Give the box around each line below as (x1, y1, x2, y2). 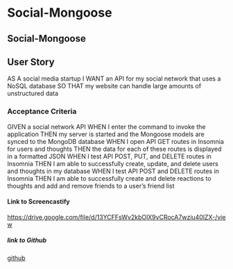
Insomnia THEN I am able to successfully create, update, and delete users (7, 159, 218, 168)
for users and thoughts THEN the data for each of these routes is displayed (7, 145, 222, 153)
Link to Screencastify (7, 197, 71, 206)
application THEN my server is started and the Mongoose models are (7, 130, 205, 138)
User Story (7, 56, 55, 67)
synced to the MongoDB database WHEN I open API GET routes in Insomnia (7, 137, 224, 145)
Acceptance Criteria (7, 106, 77, 116)
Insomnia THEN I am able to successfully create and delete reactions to (7, 174, 212, 182)
